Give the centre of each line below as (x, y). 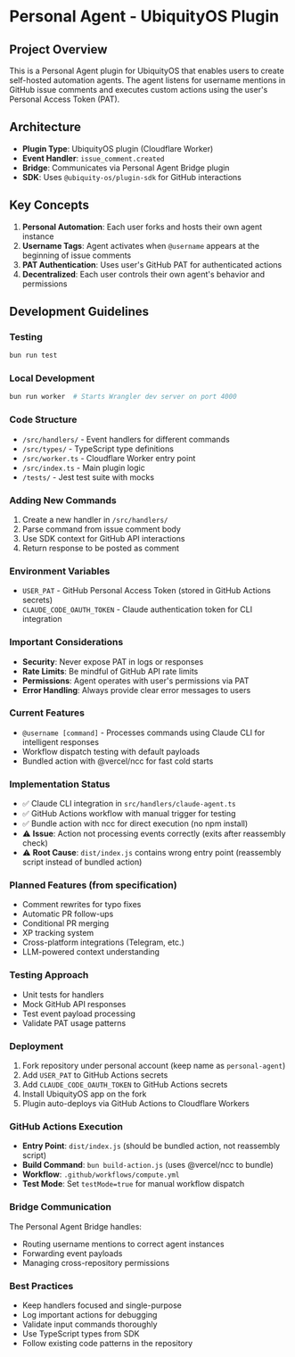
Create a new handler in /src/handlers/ (95, 519)
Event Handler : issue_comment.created (93, 158)
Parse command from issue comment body (101, 529)
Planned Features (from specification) (93, 885)
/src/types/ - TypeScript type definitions (98, 449)
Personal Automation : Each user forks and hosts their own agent (142, 227)
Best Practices (41, 1286)
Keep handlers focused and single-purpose (102, 1305)
